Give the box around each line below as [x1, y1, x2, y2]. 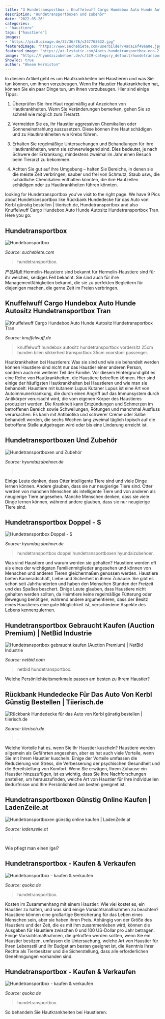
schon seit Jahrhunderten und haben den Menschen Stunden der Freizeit [5, 581, 154, 587]
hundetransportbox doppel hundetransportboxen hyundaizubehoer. [17, 550, 154, 557]
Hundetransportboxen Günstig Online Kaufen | [5, 796, 151, 804]
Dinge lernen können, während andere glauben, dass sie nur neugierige [5, 498, 150, 505]
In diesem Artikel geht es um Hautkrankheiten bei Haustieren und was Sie [5, 76, 154, 82]
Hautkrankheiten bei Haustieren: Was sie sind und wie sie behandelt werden [5, 359, 160, 365]
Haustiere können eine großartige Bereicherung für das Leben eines [5, 912, 143, 918]
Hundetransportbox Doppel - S [5, 518, 102, 526]
